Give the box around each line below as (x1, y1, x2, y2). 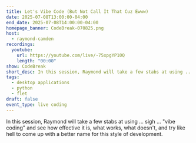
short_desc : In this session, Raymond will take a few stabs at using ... (6, 69, 194, 75)
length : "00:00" (16, 58, 57, 64)
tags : (6, 74, 19, 80)
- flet (11, 91, 28, 97)
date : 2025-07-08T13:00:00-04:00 (6, 14, 88, 20)
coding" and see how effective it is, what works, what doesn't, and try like (6, 124, 185, 131)
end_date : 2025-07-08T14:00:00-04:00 (6, 19, 99, 25)
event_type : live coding (6, 101, 67, 108)
